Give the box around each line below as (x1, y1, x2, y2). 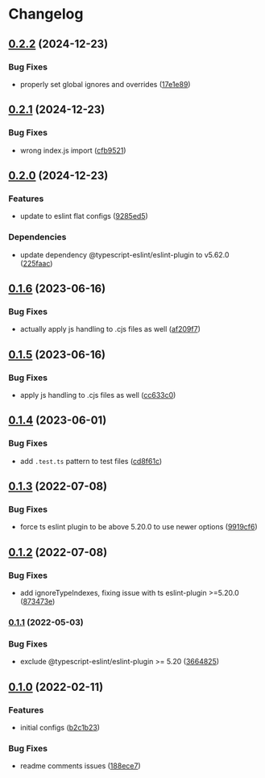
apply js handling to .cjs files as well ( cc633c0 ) (19, 390, 176, 399)
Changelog (8, 5, 84, 23)
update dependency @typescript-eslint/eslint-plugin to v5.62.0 (19, 249, 230, 259)
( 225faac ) (19, 258, 53, 268)
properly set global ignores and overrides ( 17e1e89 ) (19, 79, 191, 89)
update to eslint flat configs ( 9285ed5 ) (19, 211, 149, 221)
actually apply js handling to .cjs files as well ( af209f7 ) (19, 324, 201, 334)
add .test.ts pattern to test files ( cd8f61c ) (19, 456, 163, 466)
